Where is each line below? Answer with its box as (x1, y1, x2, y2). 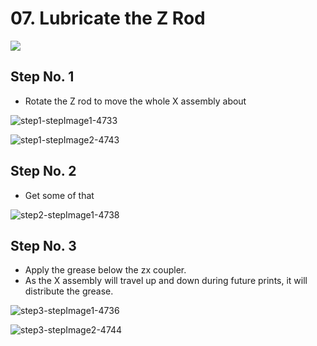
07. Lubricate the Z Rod (10, 7, 206, 30)
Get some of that (24, 189, 95, 201)
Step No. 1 (10, 68, 75, 86)
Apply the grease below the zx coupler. (24, 264, 187, 276)
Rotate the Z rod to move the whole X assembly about (24, 95, 247, 107)
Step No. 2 (10, 163, 77, 180)
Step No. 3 (10, 237, 77, 254)
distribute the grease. (24, 285, 114, 297)
